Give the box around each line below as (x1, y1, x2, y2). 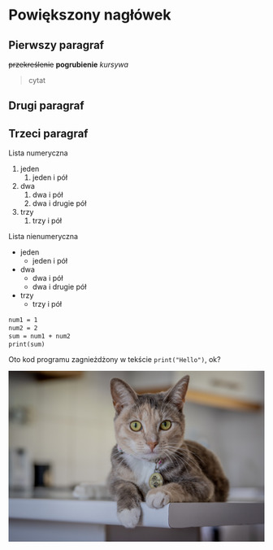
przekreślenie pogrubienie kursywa (8, 59, 128, 69)
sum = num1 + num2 (8, 332, 71, 341)
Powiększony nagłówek (8, 6, 171, 24)
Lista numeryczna (8, 148, 68, 158)
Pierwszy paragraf (8, 38, 104, 52)
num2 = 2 (8, 324, 38, 333)
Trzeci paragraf (8, 126, 89, 140)
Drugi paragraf (8, 99, 84, 113)
